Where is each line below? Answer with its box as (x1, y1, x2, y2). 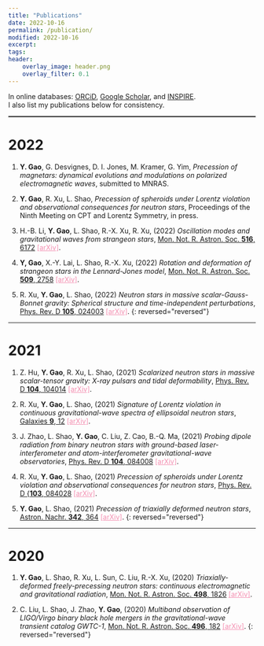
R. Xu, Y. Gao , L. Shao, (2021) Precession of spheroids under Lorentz (19, 471, 244, 481)
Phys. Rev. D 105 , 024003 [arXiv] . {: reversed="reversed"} (19, 306, 210, 316)
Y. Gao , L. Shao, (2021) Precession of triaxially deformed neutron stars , (19, 504, 251, 513)
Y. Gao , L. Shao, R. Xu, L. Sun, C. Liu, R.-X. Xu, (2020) (19, 573, 195, 582)
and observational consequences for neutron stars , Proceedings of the (19, 202, 251, 212)
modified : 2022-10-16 (8, 33, 79, 42)
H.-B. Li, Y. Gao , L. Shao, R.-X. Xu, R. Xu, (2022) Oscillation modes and (19, 226, 250, 235)
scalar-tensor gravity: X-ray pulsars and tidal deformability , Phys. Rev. (19, 375, 250, 386)
